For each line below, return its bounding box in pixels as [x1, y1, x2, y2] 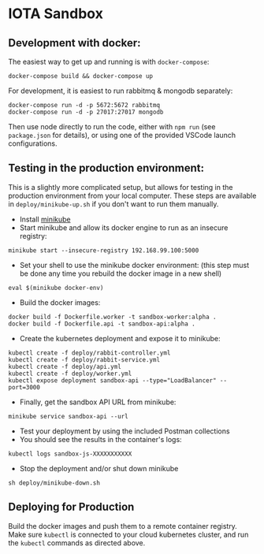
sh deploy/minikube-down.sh [8, 478, 101, 487]
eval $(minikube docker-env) [8, 284, 104, 292]
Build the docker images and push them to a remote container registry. [8, 521, 238, 530]
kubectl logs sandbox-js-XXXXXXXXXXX [8, 450, 132, 458]
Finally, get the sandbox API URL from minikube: [19, 397, 177, 407]
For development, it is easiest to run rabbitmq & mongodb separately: [8, 86, 233, 95]
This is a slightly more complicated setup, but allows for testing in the [8, 182, 233, 191]
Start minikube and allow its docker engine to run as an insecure [19, 222, 229, 232]
